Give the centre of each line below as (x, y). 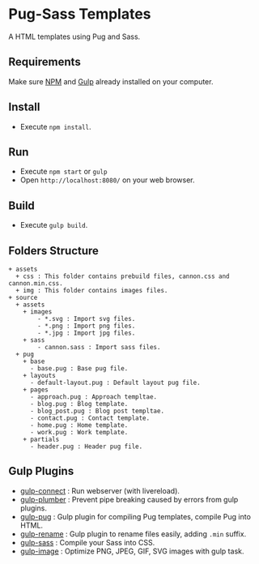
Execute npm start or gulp (64, 172)
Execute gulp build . (54, 225)
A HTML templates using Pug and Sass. (74, 36)
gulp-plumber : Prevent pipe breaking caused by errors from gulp (129, 499)
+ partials (41, 439)
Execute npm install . (55, 126)
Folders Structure (54, 251)
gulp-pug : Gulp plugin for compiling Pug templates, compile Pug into (135, 516)
